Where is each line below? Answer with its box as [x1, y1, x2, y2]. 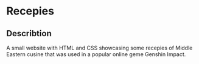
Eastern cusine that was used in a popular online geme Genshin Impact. [6, 51, 186, 58]
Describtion [6, 28, 52, 39]
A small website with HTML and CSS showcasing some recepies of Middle [6, 44, 193, 51]
